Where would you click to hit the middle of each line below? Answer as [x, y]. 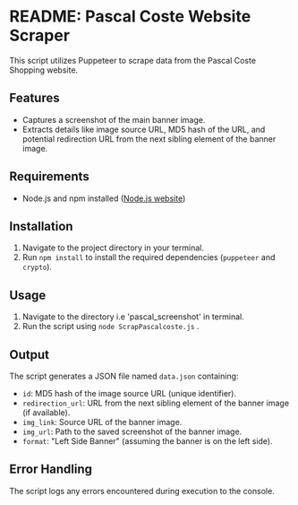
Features [34, 98]
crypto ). [37, 267]
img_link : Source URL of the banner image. [102, 422]
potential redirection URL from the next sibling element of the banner [149, 139]
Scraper [39, 35]
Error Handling [51, 470]
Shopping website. [44, 70]
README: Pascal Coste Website [130, 17]
